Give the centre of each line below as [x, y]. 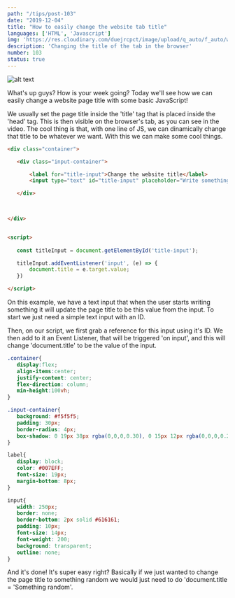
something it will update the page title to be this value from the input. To [111, 310]
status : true [26, 60]
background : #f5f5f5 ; [48, 417]
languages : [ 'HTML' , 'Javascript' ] [59, 33]
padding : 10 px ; [38, 527]
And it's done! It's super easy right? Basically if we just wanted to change [113, 572]
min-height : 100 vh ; [43, 391]
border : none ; [37, 513]
